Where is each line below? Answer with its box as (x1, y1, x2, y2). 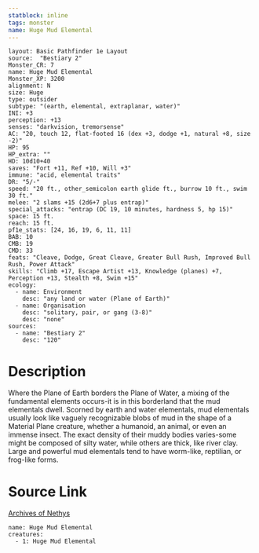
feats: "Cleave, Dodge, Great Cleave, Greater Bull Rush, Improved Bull (8, 254, 251, 262)
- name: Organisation (15, 302, 86, 310)
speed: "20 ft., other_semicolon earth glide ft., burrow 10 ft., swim (8, 185, 247, 193)
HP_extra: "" (8, 151, 51, 159)
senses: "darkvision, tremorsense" (8, 123, 125, 131)
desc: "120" (22, 336, 61, 344)
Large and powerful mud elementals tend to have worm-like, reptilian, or (8, 447, 242, 456)
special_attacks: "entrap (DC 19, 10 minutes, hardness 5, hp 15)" (8, 206, 234, 214)
